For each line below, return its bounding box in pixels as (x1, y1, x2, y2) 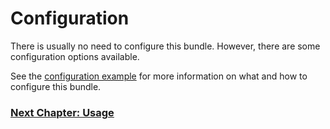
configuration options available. (10, 50, 140, 62)
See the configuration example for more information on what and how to (10, 70, 308, 82)
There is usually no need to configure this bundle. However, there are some (10, 40, 321, 52)
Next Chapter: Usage (10, 105, 115, 119)
